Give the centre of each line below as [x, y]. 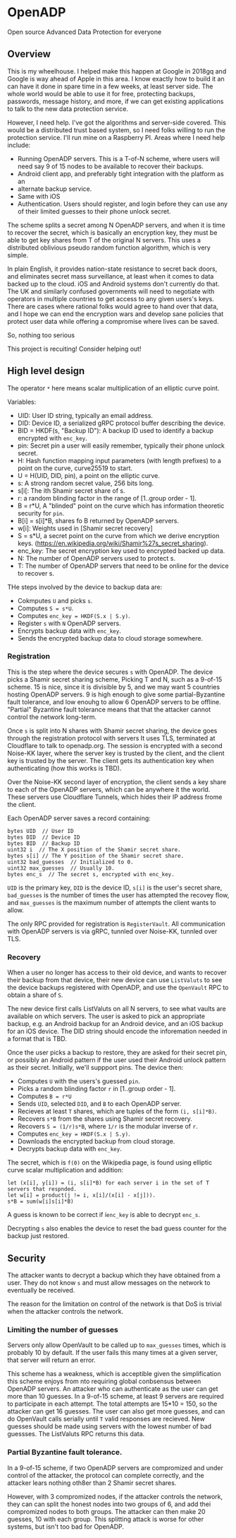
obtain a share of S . [35, 995]
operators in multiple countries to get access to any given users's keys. [111, 298]
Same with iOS [39, 196]
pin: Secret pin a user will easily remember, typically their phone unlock [121, 445]
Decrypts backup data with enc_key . [69, 1149]
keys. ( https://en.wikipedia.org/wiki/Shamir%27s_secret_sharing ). [113, 543]
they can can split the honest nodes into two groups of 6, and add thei [109, 1504]
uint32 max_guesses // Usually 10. [61, 868]
